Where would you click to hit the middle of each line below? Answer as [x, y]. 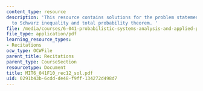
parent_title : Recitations [40, 56]
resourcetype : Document [36, 67]
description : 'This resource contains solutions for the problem [90, 17]
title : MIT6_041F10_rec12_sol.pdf [50, 73]
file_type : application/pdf [42, 34]
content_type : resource [36, 12]
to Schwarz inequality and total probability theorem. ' [85, 23]
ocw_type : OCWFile [29, 51]
